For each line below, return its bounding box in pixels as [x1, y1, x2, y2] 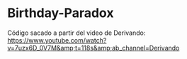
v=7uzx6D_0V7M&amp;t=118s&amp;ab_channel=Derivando [7, 43, 180, 52]
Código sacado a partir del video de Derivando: [7, 28, 146, 37]
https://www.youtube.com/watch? [7, 36, 107, 44]
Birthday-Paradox [7, 5, 114, 21]
